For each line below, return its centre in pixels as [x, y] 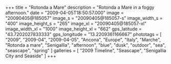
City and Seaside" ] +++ [31, 56]
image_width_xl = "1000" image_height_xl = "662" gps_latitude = [74, 29]
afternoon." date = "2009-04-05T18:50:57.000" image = [65, 13]
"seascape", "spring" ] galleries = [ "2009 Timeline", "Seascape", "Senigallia [86, 51]
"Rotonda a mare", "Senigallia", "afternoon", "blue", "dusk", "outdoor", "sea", [86, 45]
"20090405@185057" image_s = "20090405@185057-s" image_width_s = [84, 18]
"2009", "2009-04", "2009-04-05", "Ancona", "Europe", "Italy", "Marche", [83, 40]
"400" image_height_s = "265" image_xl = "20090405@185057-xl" [76, 23]
